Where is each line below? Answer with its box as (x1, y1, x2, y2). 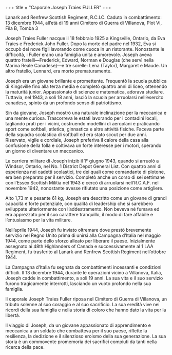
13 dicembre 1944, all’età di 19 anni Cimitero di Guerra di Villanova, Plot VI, (5, 20, 162, 26)
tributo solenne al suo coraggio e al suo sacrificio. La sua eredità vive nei (5, 302, 160, 307)
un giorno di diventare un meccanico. (5, 148, 85, 154)
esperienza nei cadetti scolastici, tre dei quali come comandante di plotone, (5, 169, 165, 175)
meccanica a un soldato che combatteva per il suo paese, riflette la (5, 328, 147, 333)
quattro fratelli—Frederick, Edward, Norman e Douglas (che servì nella (5, 57, 154, 63)
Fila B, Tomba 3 (5, 25, 39, 31)
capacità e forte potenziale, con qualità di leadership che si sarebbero (5, 200, 153, 207)
